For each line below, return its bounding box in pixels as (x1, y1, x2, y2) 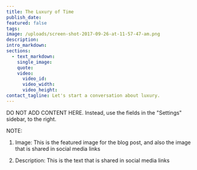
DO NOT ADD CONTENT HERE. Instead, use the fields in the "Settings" (6, 109, 182, 116)
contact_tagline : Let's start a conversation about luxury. (6, 93, 161, 99)
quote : (17, 64, 34, 71)
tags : (6, 25, 20, 32)
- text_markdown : (11, 53, 55, 59)
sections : (6, 48, 31, 54)
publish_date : (6, 14, 42, 20)
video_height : (22, 87, 58, 93)
